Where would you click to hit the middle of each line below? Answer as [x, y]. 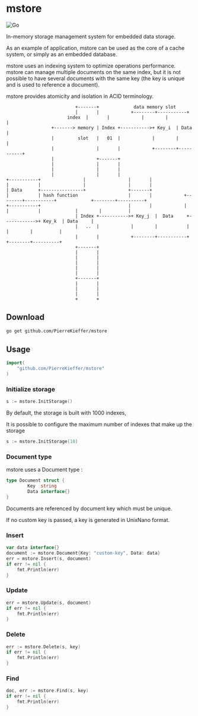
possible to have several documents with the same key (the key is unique [95, 78]
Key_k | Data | [69, 221]
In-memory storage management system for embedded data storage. [91, 36]
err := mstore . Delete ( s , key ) [44, 647]
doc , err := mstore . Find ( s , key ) [47, 691]
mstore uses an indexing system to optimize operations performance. [91, 66]
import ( [16, 363]
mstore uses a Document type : [44, 470]
